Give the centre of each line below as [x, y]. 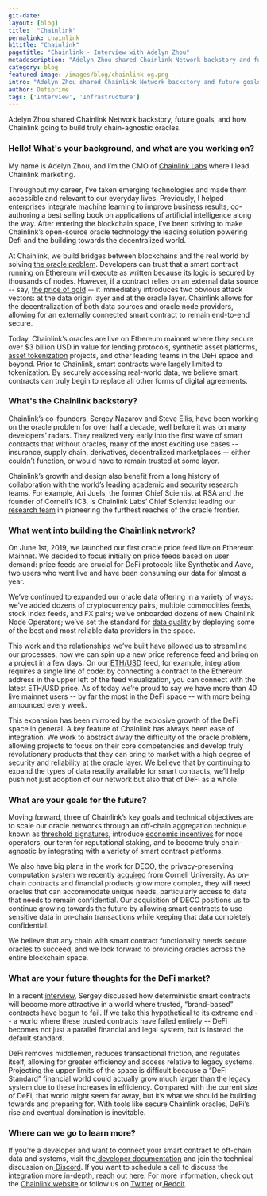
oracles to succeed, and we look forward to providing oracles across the [127, 949]
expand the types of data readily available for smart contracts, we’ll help [126, 771]
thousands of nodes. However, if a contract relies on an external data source [133, 281]
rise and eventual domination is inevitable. [77, 1112]
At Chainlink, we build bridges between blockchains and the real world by [128, 256]
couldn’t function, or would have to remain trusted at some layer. [114, 461]
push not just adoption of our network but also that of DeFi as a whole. [124, 780]
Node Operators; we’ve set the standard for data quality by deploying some [132, 622]
